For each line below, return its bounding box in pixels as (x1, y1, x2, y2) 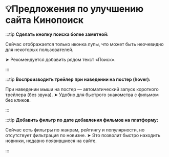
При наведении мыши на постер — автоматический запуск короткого (5, 86, 159, 92)
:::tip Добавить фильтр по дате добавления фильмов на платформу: (5, 117, 159, 123)
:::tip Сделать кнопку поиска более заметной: (5, 31, 109, 37)
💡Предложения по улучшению (5, 3, 144, 15)
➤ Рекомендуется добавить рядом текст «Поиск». (5, 56, 116, 62)
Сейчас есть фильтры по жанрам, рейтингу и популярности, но (5, 126, 145, 133)
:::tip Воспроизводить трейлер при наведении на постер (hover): (5, 76, 151, 82)
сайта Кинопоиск (5, 14, 83, 26)
